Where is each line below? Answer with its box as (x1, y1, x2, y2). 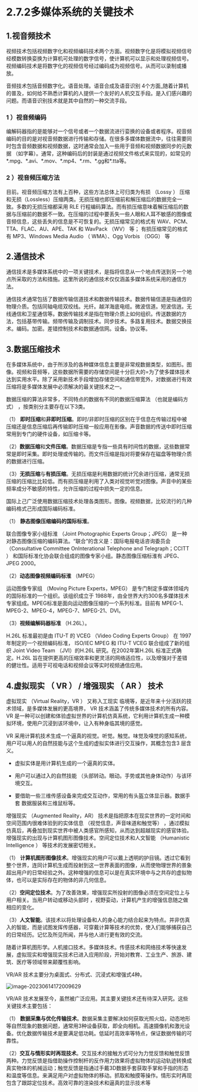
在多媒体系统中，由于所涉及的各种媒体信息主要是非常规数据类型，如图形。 (6, 361, 187, 368)
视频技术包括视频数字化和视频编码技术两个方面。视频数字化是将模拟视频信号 (6, 48, 192, 54)
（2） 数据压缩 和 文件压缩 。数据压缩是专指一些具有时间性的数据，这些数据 (6, 443, 185, 450)
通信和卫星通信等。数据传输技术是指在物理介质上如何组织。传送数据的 (11, 310, 181, 317)
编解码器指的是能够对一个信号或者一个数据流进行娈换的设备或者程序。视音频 (6, 128, 192, 135)
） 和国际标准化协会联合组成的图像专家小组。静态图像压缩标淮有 (6, 552, 163, 559)
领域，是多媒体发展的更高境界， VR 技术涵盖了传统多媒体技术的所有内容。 (11, 705, 192, 712)
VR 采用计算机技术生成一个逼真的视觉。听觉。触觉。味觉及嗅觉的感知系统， (6, 733, 190, 740)
